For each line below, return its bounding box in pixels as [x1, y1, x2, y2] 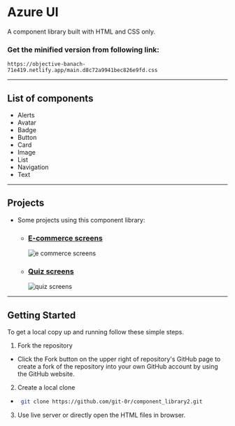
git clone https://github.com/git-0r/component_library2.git [20, 398, 203, 406]
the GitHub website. [17, 370, 75, 378]
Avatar [17, 118, 36, 127]
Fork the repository [17, 341, 73, 350]
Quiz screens [27, 267, 75, 276]
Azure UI [7, 4, 59, 20]
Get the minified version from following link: [7, 45, 159, 55]
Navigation [17, 163, 49, 171]
